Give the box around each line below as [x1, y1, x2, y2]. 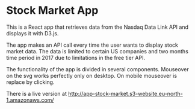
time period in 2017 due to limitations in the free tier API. [6, 54, 146, 61]
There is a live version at [6, 90, 67, 97]
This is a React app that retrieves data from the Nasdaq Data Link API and [6, 23, 188, 31]
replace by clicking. [6, 78, 55, 86]
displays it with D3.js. [6, 29, 59, 37]
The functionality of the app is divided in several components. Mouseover [6, 65, 189, 72]
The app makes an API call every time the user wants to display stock [6, 41, 179, 49]
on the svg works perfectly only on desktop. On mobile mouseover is [6, 72, 178, 79]
